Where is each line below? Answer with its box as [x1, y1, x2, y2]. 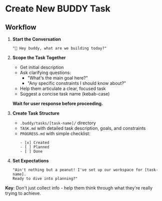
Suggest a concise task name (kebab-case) [19, 91, 110, 96]
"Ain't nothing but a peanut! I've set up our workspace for [12, 167, 143, 172]
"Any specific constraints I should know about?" [27, 80, 126, 86]
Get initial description [19, 64, 64, 70]
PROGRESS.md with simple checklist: [19, 130, 90, 136]
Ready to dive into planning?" [12, 176, 78, 181]
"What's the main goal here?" [27, 75, 88, 80]
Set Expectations [12, 158, 49, 163]
